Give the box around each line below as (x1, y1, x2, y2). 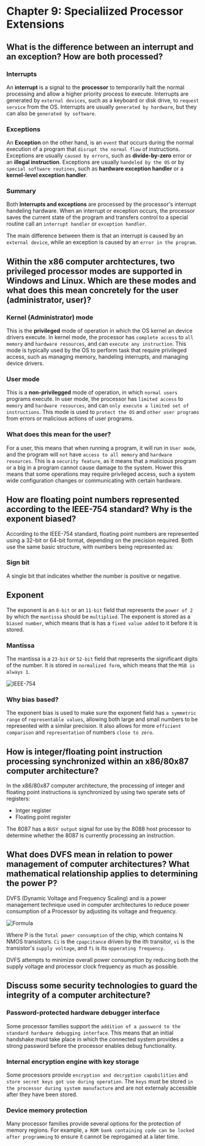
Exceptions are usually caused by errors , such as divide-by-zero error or (6, 152, 192, 159)
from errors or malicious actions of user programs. (6, 415, 134, 422)
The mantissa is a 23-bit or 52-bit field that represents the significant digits (6, 655, 198, 662)
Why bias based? (6, 695, 59, 703)
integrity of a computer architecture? (6, 990, 151, 1001)
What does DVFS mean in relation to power (6, 849, 173, 860)
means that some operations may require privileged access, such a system (6, 470, 196, 478)
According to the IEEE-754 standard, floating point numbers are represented (6, 530, 199, 537)
